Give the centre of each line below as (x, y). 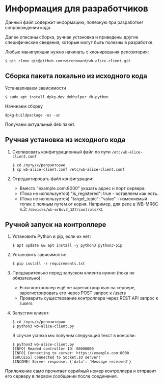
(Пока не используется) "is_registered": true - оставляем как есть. (89, 193)
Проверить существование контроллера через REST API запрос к (89, 298)
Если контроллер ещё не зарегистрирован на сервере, (78, 288)
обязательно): (27, 278)
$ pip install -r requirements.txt (49, 264)
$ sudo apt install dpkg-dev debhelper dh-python (57, 97)
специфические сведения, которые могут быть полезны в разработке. (79, 42)
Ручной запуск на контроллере (56, 224)
